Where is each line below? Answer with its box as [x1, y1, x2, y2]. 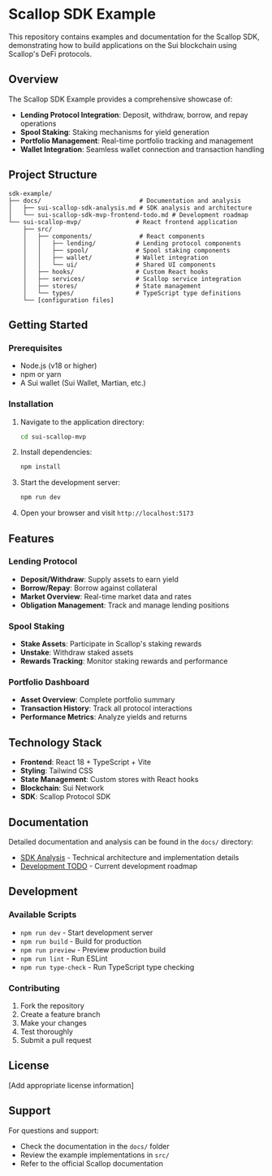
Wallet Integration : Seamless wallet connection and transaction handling [19, 144, 265, 154]
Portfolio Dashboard [8, 677, 90, 688]
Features [8, 531, 54, 545]
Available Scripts [8, 909, 77, 920]
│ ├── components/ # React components [23, 232, 205, 240]
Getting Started [8, 318, 89, 331]
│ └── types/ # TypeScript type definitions [23, 289, 242, 297]
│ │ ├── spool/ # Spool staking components [23, 246, 231, 254]
